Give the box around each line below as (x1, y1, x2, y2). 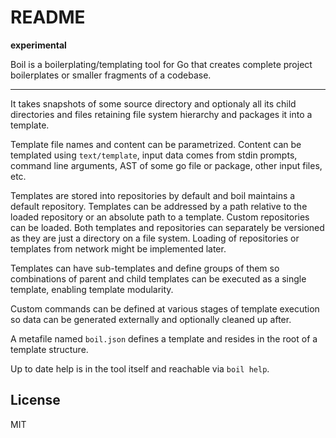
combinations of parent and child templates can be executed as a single (10, 272, 307, 285)
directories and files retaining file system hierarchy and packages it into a (10, 108, 313, 120)
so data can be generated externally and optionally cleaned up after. (10, 313, 292, 325)
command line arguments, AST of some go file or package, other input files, (10, 159, 323, 171)
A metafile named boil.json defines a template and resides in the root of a (10, 332, 318, 345)
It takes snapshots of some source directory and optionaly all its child (10, 97, 297, 110)
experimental (10, 39, 67, 51)
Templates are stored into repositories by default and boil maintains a (10, 189, 296, 201)
